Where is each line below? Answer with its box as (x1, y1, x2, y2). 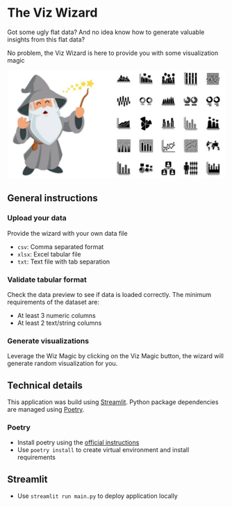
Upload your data (7, 214, 67, 223)
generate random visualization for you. (7, 360, 118, 368)
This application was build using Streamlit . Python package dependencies (7, 398, 219, 406)
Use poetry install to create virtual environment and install (17, 446, 190, 454)
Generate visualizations (7, 336, 89, 346)
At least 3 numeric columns (17, 311, 96, 319)
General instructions (7, 193, 99, 204)
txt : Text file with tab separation (17, 257, 110, 266)
